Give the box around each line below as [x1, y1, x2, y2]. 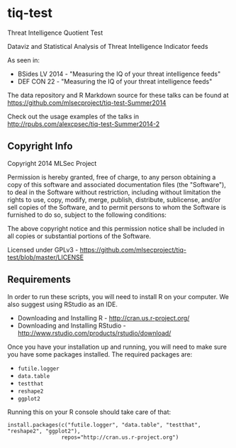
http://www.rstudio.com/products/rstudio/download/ [17, 328, 172, 337]
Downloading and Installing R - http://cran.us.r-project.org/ [17, 313, 190, 322]
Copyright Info [7, 140, 73, 152]
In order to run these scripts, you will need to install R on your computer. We [7, 292, 229, 301]
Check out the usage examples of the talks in [7, 112, 140, 121]
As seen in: [7, 55, 40, 65]
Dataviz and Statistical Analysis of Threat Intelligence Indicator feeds [7, 42, 208, 50]
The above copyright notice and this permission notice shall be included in [7, 224, 225, 233]
